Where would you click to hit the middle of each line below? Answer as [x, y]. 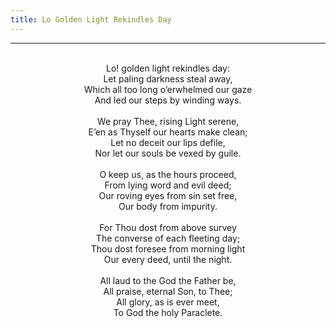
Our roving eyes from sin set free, [168, 195]
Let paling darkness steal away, [168, 78]
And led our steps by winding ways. [168, 100]
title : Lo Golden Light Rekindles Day [91, 19]
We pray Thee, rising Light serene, [168, 121]
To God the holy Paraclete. [168, 312]
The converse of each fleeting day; [168, 238]
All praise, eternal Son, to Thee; [168, 291]
